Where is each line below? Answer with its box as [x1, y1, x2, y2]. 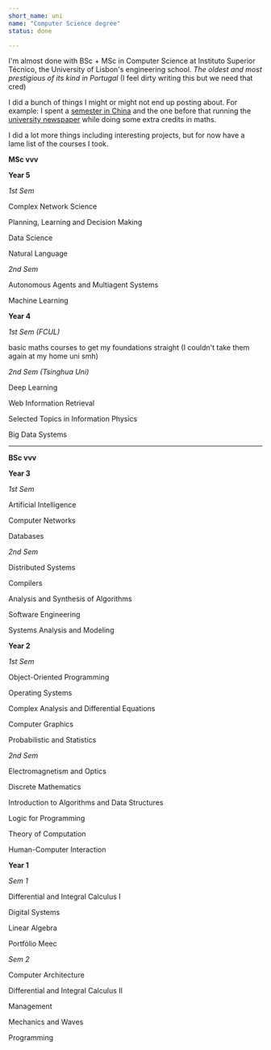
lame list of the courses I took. [8, 139, 109, 149]
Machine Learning [8, 296, 69, 306]
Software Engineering [8, 610, 81, 620]
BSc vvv [8, 453, 37, 463]
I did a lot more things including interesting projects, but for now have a [8, 130, 245, 140]
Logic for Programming [8, 814, 85, 823]
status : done [8, 27, 52, 35]
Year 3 [8, 468, 31, 478]
